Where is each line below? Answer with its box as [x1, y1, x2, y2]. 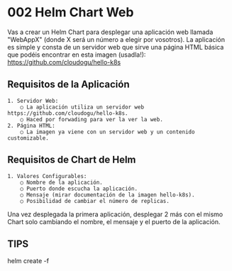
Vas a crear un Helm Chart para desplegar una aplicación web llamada [7, 28, 214, 36]
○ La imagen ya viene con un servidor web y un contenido [20, 128, 195, 135]
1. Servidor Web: [7, 97, 59, 104]
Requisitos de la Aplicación [7, 79, 130, 91]
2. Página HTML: [7, 122, 55, 129]
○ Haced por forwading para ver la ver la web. [20, 116, 163, 123]
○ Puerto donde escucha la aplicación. [20, 185, 138, 192]
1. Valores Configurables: [7, 172, 87, 179]
